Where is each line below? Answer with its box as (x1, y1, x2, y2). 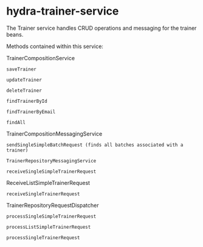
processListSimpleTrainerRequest (6, 224, 91, 230)
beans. (6, 30, 24, 38)
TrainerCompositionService (6, 54, 75, 61)
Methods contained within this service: (6, 43, 103, 50)
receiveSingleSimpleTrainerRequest (6, 169, 97, 175)
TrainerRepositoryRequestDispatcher (6, 201, 99, 209)
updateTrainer (6, 77, 43, 83)
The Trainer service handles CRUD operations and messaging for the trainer (6, 24, 197, 32)
